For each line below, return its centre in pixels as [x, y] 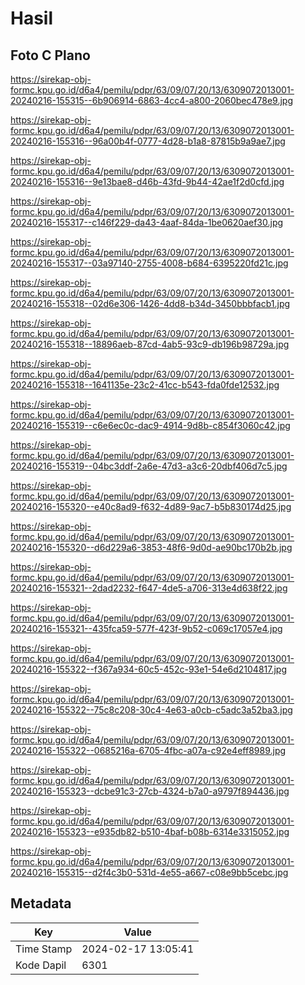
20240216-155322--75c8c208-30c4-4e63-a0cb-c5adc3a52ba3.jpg [151, 710]
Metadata [41, 903]
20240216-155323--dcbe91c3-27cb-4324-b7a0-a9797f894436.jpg [150, 791]
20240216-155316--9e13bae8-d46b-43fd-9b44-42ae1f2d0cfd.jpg [147, 181]
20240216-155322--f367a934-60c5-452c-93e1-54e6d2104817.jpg [149, 669]
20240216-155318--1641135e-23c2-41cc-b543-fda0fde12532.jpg [145, 385]
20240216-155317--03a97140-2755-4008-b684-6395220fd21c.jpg [149, 263]
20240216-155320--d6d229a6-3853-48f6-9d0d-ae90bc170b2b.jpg [151, 547]
